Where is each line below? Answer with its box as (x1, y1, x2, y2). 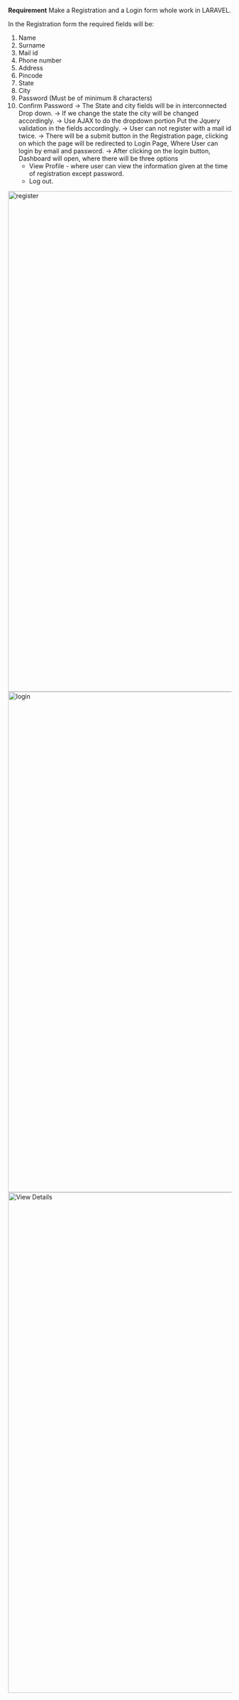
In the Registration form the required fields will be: (8, 20, 155, 28)
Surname (18, 41, 45, 49)
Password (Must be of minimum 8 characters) (18, 94, 152, 102)
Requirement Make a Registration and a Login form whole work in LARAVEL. (8, 6, 231, 14)
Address (18, 64, 43, 72)
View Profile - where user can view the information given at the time (28, 162, 228, 170)
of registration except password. (28, 170, 124, 178)
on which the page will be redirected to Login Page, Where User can (18, 139, 218, 148)
